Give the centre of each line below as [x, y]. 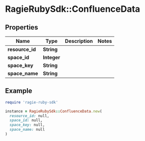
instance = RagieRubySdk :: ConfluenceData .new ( [54, 111]
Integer [51, 57]
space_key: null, [27, 125]
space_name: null [27, 130]
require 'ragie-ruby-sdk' [31, 102]
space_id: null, [26, 120]
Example [19, 91]
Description [79, 41]
